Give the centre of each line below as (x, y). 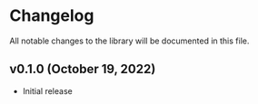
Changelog (52, 16)
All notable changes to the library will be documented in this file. (129, 41)
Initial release (47, 90)
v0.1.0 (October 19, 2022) (83, 69)
